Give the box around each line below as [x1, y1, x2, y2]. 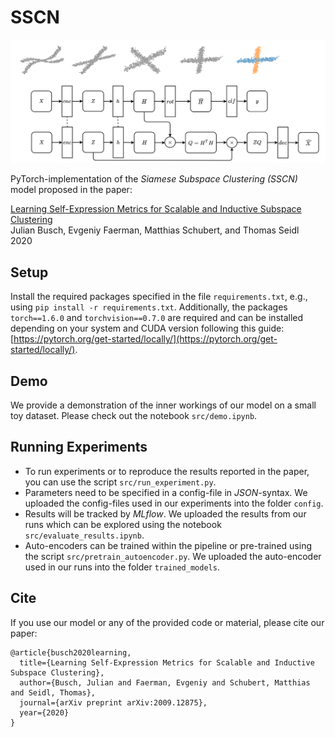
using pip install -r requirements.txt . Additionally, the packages [10, 301, 288, 313]
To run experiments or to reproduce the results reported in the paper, [24, 465, 310, 477]
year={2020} [19, 707, 70, 718]
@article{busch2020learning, [10, 647, 132, 658]
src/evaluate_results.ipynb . [24, 529, 145, 541]
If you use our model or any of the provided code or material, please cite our [10, 616, 325, 628]
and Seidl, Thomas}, [10, 687, 97, 698]
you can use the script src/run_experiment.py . [24, 476, 217, 488]
